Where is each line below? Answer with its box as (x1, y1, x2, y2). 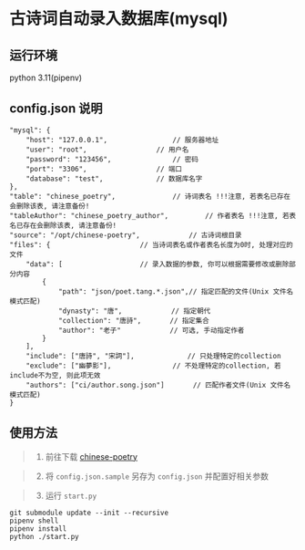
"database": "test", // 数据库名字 (25, 174, 203, 183)
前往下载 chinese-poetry (45, 451, 138, 462)
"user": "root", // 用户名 (25, 145, 189, 154)
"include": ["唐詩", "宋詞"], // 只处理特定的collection (25, 351, 281, 360)
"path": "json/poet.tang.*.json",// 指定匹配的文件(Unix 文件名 (57, 286, 294, 296)
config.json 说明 (9, 101, 103, 117)
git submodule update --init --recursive (9, 508, 169, 517)
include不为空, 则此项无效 (9, 370, 101, 379)
